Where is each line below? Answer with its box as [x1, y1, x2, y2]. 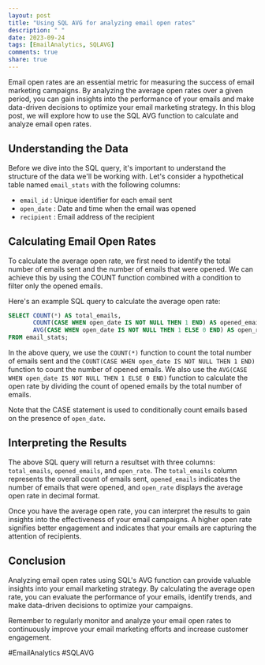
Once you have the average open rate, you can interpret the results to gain [8, 506, 251, 516]
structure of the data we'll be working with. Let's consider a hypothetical [8, 171, 244, 181]
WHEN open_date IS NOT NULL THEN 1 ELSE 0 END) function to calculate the [8, 373, 248, 382]
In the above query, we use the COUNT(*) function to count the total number [8, 348, 252, 357]
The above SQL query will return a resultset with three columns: [8, 457, 215, 467]
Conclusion [8, 554, 66, 568]
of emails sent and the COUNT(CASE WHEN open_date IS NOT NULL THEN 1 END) [8, 356, 256, 366]
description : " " [8, 26, 65, 34]
